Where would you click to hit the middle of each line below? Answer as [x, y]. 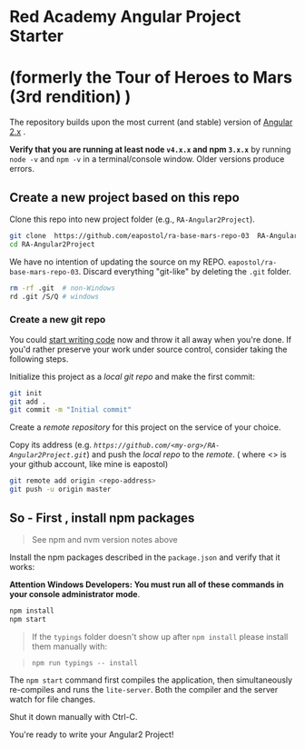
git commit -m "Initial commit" [70, 410]
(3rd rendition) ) [70, 97]
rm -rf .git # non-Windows [63, 288]
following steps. [39, 359]
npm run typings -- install [84, 663]
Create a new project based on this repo [125, 197]
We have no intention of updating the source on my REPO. [118, 262]
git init [26, 393]
